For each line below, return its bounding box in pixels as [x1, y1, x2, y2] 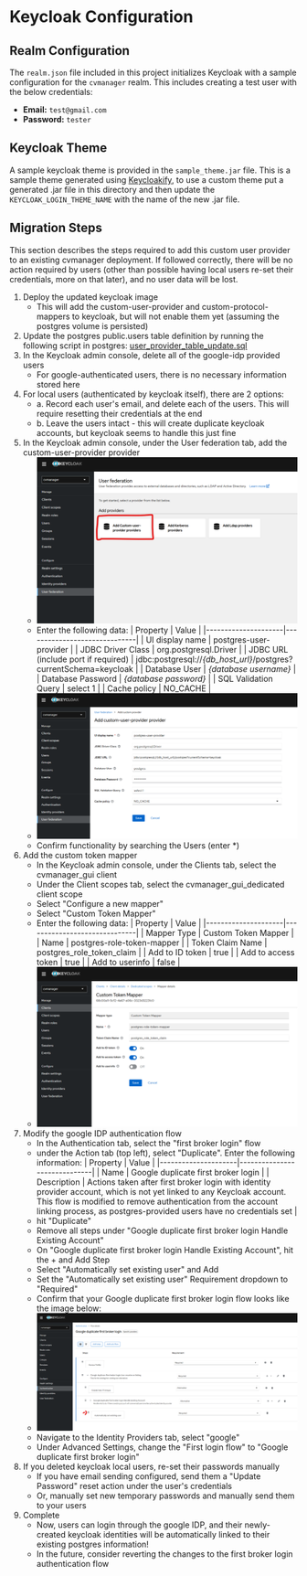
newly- [244, 1519, 271, 1530]
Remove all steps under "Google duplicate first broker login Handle [36, 1225, 289, 1236]
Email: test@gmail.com [22, 104, 107, 115]
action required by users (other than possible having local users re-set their [9, 263, 294, 275]
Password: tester [22, 114, 91, 124]
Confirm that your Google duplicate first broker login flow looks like [36, 1294, 290, 1304]
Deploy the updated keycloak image [22, 291, 158, 303]
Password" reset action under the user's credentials [36, 1480, 233, 1491]
